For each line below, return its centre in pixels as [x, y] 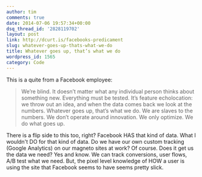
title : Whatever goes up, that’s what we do [63, 51]
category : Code [25, 62]
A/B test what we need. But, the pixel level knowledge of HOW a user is [96, 161]
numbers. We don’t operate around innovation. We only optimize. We [107, 117]
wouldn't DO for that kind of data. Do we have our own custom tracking [95, 141]
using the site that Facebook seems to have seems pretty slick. [85, 167]
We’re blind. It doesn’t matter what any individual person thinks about [108, 91]
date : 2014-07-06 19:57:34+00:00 [49, 23]
